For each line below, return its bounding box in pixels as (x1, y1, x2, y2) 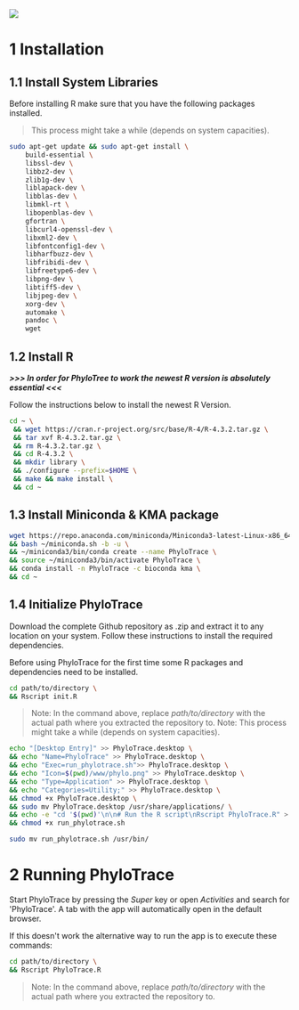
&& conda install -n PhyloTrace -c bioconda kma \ (9, 565, 201, 574)
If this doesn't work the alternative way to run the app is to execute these (9, 931, 278, 941)
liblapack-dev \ (25, 183, 86, 192)
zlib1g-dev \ (25, 175, 74, 184)
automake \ (25, 307, 66, 317)
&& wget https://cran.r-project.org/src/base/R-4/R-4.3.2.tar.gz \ (12, 425, 269, 434)
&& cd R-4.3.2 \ (12, 450, 74, 459)
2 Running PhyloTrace (9, 865, 175, 885)
